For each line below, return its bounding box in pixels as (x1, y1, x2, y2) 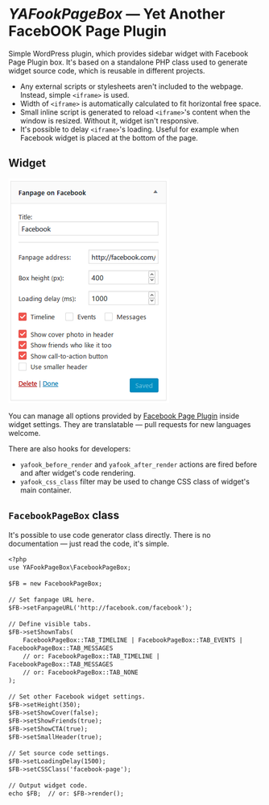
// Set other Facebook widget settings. (8, 692, 147, 701)
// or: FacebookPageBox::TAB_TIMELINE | (23, 652, 160, 660)
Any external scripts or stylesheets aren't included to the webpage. (19, 82, 243, 91)
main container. (19, 485, 72, 495)
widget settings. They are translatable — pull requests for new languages (8, 419, 251, 429)
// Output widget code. (8, 781, 89, 790)
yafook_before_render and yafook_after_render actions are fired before (19, 459, 258, 469)
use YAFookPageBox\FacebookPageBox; (8, 563, 131, 572)
